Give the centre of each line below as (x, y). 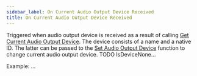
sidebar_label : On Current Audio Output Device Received (80, 12)
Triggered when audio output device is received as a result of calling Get (98, 35)
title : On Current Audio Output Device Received (69, 18)
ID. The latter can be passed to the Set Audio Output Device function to (96, 48)
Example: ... (21, 66)
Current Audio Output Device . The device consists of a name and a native (99, 41)
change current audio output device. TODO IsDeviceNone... (81, 54)
